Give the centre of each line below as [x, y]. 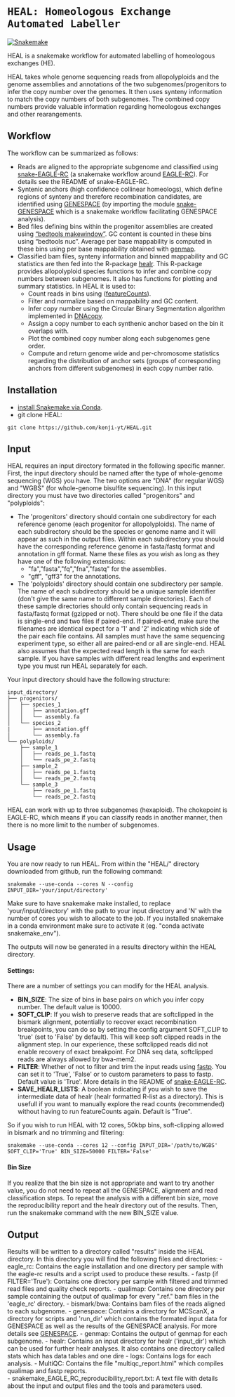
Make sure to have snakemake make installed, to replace [89, 903]
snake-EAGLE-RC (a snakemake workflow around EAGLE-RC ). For [113, 174]
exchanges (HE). [31, 63]
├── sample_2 [39, 766]
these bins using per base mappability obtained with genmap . [107, 249]
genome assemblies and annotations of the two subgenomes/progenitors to [117, 84]
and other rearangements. [45, 114]
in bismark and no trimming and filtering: [66, 1133]
